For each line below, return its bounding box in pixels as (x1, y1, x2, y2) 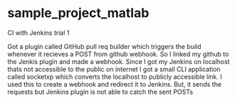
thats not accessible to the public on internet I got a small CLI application (7, 65, 221, 73)
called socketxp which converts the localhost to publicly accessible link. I (7, 72, 222, 81)
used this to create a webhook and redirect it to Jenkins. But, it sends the (7, 80, 222, 88)
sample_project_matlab (7, 5, 149, 21)
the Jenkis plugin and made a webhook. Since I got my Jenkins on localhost (7, 57, 230, 65)
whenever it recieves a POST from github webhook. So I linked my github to (7, 50, 229, 58)
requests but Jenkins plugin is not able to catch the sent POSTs (7, 87, 194, 96)
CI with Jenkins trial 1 (7, 28, 70, 37)
